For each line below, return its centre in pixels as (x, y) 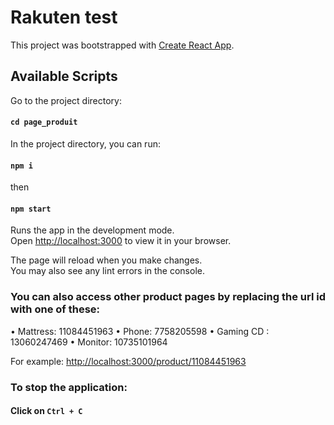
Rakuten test (64, 17)
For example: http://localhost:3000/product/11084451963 (128, 361)
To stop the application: (69, 387)
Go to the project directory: (66, 100)
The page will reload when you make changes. (106, 260)
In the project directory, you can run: (85, 143)
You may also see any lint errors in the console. (107, 271)
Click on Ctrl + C (46, 411)
